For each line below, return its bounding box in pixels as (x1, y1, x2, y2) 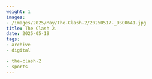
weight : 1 (6, 8, 31, 15)
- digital (6, 48, 31, 53)
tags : (6, 36, 20, 42)
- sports (6, 64, 28, 69)
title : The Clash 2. (6, 25, 58, 31)
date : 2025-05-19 (6, 31, 50, 37)
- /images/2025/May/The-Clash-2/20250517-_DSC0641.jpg (6, 20, 147, 26)
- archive (6, 42, 31, 48)
